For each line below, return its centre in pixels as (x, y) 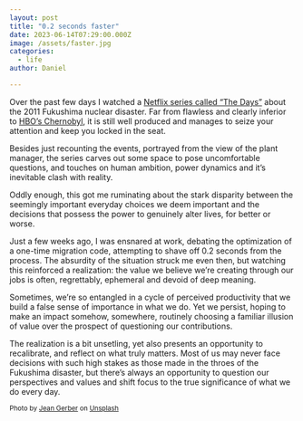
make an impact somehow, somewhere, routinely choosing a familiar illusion (151, 316)
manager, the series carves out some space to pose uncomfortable (135, 158)
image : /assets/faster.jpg (60, 43)
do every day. (35, 391)
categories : (32, 52)
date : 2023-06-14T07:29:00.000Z (70, 34)
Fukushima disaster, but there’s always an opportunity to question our (139, 372)
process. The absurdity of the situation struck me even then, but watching (147, 260)
